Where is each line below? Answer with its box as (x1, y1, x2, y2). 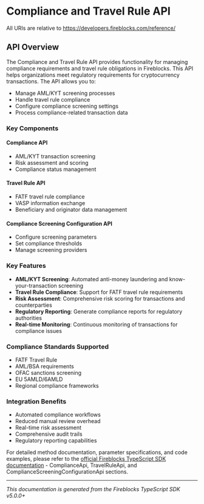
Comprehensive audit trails (15, 430, 83, 438)
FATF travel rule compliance (15, 193, 85, 200)
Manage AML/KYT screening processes (15, 89, 115, 97)
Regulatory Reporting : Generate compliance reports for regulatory (15, 307, 183, 315)
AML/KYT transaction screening (15, 152, 96, 159)
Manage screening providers (15, 247, 87, 254)
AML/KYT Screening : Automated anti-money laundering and (15, 275, 168, 282)
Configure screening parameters (15, 233, 97, 241)
